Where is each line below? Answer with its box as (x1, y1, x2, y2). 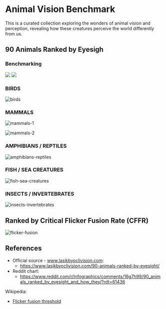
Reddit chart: (12, 268, 39, 274)
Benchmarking (5, 60, 42, 67)
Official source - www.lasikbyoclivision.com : (12, 257, 104, 263)
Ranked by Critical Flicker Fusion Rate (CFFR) (5, 216, 149, 225)
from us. (5, 31, 22, 37)
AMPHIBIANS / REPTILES (5, 142, 67, 149)
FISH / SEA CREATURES (5, 167, 63, 174)
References (5, 244, 42, 253)
